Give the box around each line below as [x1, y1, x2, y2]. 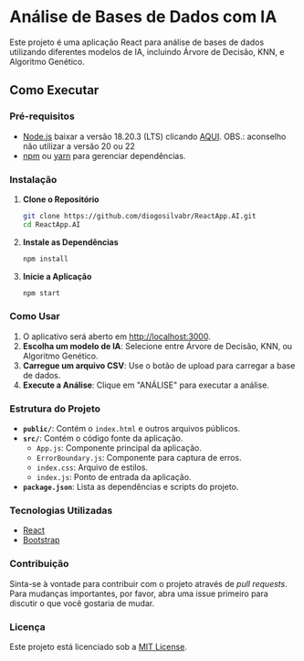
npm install [22, 254, 68, 263]
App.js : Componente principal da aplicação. [36, 442, 203, 453]
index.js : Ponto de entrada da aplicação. [36, 472, 192, 483]
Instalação [9, 173, 58, 186]
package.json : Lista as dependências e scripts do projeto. [22, 482, 239, 493]
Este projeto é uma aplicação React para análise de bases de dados [9, 37, 265, 48]
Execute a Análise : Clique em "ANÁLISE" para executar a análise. [22, 379, 269, 390]
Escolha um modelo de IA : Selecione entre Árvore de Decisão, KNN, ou [22, 340, 293, 351]
